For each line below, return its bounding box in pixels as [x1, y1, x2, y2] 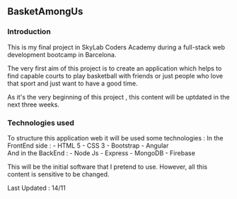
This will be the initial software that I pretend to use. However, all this [7, 162, 207, 171]
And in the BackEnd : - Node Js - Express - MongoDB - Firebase [7, 148, 196, 157]
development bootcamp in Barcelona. [7, 50, 117, 59]
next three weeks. [7, 100, 60, 109]
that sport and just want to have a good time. [7, 79, 138, 88]
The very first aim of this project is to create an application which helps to [7, 64, 222, 73]
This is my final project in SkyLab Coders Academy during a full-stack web [7, 42, 225, 52]
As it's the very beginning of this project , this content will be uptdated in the [7, 92, 230, 101]
